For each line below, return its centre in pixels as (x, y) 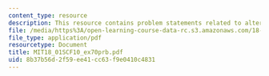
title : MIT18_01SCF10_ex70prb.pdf (66, 52)
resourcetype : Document (48, 45)
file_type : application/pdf (55, 38)
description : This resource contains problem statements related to (125, 23)
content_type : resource (48, 15)
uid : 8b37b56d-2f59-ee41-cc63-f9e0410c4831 (82, 60)
